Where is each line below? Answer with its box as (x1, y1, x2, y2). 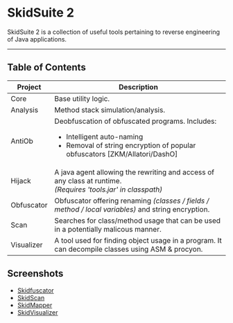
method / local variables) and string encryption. (54, 204, 210, 214)
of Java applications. (7, 35, 67, 43)
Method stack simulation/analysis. (54, 105, 165, 115)
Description (119, 82, 158, 91)
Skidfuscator (17, 286, 54, 295)
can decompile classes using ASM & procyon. (54, 244, 203, 254)
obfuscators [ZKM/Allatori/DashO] (66, 149, 178, 158)
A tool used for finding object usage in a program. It (54, 235, 222, 245)
